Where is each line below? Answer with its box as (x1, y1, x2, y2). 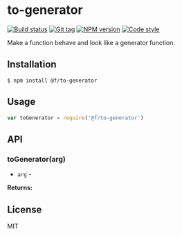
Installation (7, 58, 57, 71)
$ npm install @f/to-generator (7, 77, 98, 84)
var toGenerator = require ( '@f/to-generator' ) (7, 114, 144, 121)
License (7, 203, 42, 215)
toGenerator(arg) (7, 154, 66, 164)
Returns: (7, 183, 33, 192)
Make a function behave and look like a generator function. (7, 38, 175, 47)
